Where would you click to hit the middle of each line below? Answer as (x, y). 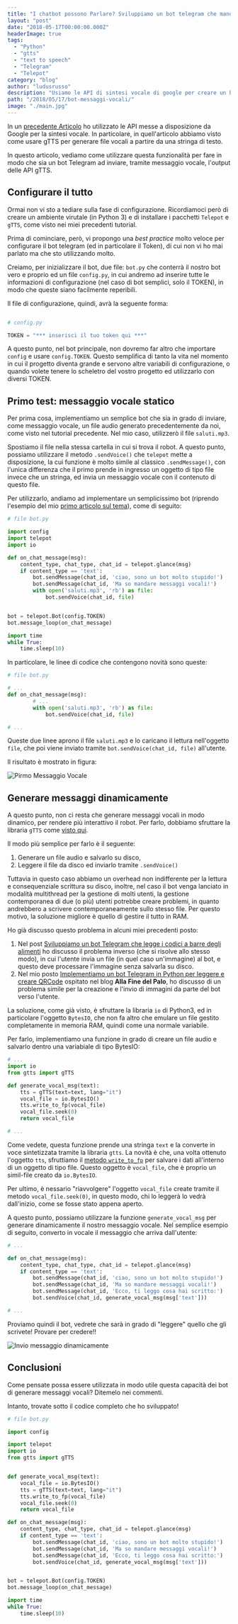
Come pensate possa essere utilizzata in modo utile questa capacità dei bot (118, 1385)
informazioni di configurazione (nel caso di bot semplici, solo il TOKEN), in (115, 282)
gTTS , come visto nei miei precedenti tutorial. (72, 225)
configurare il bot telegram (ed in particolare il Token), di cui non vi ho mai (115, 246)
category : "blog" (33, 80)
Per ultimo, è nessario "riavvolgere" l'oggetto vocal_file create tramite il (113, 1188)
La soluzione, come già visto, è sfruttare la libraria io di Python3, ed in (110, 1010)
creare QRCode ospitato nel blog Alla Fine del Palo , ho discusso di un (119, 981)
